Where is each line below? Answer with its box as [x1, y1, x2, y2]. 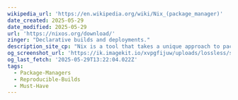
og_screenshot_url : [7, 50, 65, 57]
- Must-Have [13, 82, 50, 89]
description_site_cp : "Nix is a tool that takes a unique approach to [7, 43, 220, 50]
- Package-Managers [13, 69, 72, 76]
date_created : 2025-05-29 [7, 17, 84, 24]
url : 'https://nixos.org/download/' [7, 30, 115, 37]
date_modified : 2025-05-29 [7, 23, 87, 30]
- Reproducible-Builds [13, 75, 81, 83]
